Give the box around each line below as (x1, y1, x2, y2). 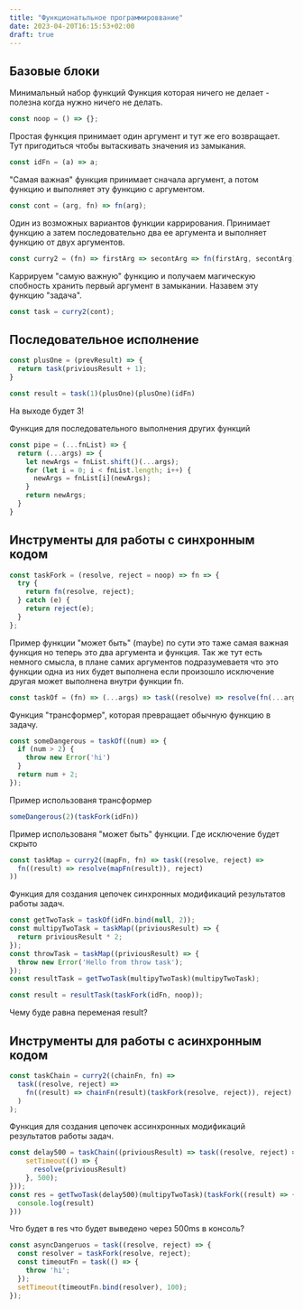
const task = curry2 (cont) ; (9, 307, 115, 316)
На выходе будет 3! (9, 405, 84, 416)
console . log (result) (17, 1198, 95, 1208)
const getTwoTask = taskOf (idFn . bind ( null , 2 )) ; (9, 915, 196, 925)
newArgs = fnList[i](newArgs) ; (32, 474, 151, 483)
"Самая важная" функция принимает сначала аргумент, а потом (9, 173, 259, 185)
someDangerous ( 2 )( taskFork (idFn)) (9, 812, 140, 822)
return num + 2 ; (17, 770, 78, 779)
